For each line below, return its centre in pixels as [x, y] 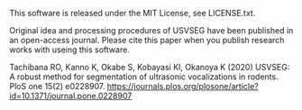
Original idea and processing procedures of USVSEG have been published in [151, 30]
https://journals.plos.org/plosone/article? [183, 86]
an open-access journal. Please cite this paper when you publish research [147, 40]
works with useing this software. [70, 50]
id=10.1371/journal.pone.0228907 [71, 96]
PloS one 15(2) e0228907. [57, 86]
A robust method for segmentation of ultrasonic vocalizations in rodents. [144, 77]
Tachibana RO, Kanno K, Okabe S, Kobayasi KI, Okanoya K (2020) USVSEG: [150, 67]
